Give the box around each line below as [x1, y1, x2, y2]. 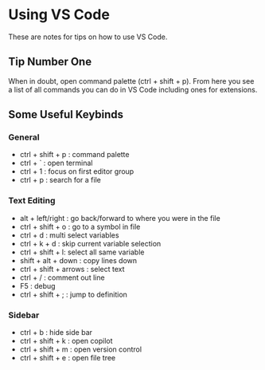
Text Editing [8, 195, 56, 207]
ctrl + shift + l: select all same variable [19, 247, 145, 257]
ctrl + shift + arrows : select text [19, 264, 125, 274]
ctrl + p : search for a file [19, 175, 101, 185]
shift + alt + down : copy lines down [19, 255, 138, 265]
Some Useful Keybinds [8, 108, 124, 121]
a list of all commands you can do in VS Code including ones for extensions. [8, 85, 258, 94]
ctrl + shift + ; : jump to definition [19, 289, 127, 299]
